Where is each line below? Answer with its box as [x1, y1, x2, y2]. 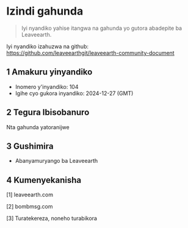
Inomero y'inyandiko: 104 [15, 83, 79, 90]
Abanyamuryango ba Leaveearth [15, 157, 98, 165]
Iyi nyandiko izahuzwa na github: [6, 43, 89, 50]
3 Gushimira [6, 141, 54, 151]
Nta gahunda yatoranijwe [6, 123, 70, 130]
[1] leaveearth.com [6, 191, 54, 199]
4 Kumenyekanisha [6, 175, 81, 185]
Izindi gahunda [6, 4, 84, 18]
